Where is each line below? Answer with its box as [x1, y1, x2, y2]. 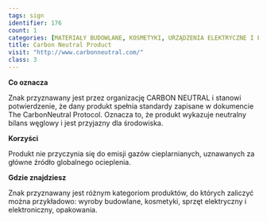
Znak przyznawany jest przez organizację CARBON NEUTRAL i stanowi [8, 93, 242, 102]
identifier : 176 [8, 19, 62, 27]
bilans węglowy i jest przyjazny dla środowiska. [8, 118, 164, 128]
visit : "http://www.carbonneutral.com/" [8, 48, 145, 56]
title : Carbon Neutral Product [8, 41, 112, 49]
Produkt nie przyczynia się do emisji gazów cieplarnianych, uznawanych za [8, 148, 255, 159]
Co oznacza [8, 77, 48, 87]
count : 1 [8, 26, 37, 34]
